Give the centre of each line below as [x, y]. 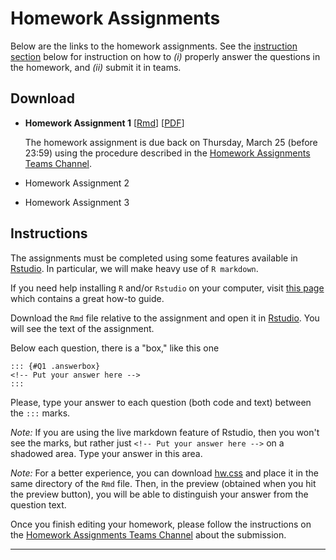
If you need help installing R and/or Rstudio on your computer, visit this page [167, 288]
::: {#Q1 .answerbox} [55, 366]
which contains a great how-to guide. [87, 298]
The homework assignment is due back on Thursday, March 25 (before [171, 142]
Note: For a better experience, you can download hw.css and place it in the [164, 473]
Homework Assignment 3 [77, 202]
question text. [38, 504]
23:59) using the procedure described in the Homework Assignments [167, 153]
